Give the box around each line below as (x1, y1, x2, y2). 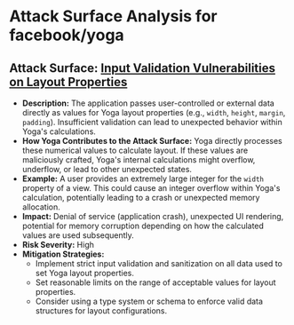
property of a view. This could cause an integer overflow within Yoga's (21, 183, 281, 193)
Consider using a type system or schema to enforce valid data (35, 296, 264, 306)
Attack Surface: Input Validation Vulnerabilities (9, 60, 275, 75)
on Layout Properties (9, 74, 128, 90)
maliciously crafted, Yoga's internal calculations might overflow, (21, 155, 256, 165)
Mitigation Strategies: (21, 249, 105, 259)
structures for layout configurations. (35, 305, 167, 316)
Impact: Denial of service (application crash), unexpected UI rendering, (21, 211, 284, 221)
